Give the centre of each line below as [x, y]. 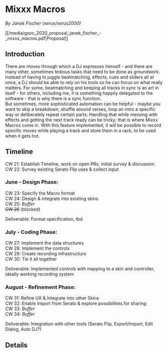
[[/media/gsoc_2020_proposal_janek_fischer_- [53, 33]
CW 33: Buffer [20, 309]
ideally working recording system [40, 274]
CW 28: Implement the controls [37, 248]
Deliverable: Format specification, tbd [44, 219]
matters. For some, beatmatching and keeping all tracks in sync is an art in [82, 88]
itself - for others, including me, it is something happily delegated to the [79, 93]
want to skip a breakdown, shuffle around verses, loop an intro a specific [80, 109]
